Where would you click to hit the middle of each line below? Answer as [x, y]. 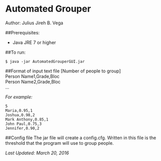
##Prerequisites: [23, 32]
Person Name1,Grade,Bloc [32, 76]
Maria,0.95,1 [19, 110]
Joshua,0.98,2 [20, 115]
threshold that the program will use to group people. [59, 143]
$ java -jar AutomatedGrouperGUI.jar [45, 61]
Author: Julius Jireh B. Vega [34, 23]
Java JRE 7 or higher [34, 42]
